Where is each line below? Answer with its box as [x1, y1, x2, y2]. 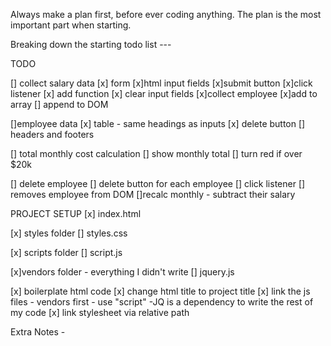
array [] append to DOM [10, 99, 109, 110]
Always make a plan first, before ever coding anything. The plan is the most [10, 9, 322, 20]
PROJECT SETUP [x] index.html [10, 208, 142, 219]
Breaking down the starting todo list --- [10, 39, 172, 50]
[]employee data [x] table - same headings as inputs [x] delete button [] [10, 118, 306, 129]
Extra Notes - [10, 326, 66, 338]
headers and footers [10, 129, 95, 140]
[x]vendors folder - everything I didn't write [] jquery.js [10, 266, 235, 278]
